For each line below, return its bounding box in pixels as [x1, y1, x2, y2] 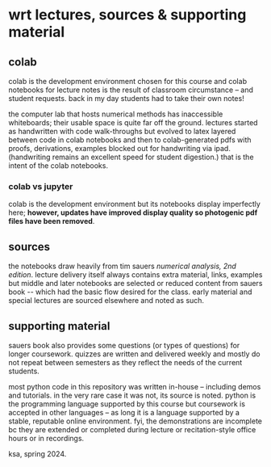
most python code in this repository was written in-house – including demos [8, 381, 261, 391]
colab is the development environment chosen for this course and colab [8, 77, 248, 86]
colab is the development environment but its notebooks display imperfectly [8, 200, 261, 209]
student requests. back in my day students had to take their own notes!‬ [8, 94, 244, 103]
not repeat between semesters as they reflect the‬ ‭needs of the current [8, 357, 243, 367]
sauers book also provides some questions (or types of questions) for [8, 340, 240, 350]
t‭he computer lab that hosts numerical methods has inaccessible [8, 109, 223, 119]
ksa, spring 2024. [8, 448, 67, 458]
